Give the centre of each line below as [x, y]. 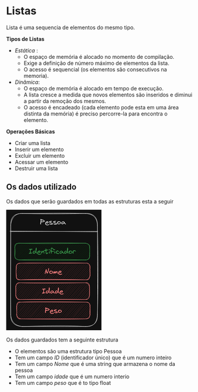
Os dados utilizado [41, 187]
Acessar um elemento [41, 162]
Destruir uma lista [36, 168]
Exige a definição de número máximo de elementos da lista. [96, 63]
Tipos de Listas [25, 39]
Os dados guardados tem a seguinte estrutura [62, 340]
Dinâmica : [27, 82]
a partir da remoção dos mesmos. [65, 101]
